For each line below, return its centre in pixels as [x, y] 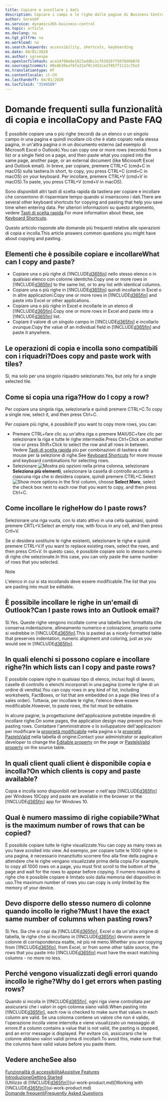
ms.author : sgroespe [27, 56]
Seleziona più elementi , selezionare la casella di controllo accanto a [83, 471]
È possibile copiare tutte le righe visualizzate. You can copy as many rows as [83, 845]
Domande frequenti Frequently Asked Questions [54, 1093]
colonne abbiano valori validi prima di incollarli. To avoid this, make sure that [83, 1038]
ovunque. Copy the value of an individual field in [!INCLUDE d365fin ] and [86, 327]
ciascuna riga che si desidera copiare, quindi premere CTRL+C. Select [84, 476]
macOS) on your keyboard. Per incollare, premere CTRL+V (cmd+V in [76, 176]
